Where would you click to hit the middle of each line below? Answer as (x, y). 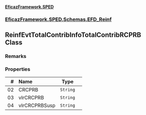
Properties (18, 69)
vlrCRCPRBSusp (37, 105)
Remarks (16, 56)
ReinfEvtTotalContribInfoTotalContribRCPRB (73, 35)
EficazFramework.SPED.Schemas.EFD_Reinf (58, 19)
